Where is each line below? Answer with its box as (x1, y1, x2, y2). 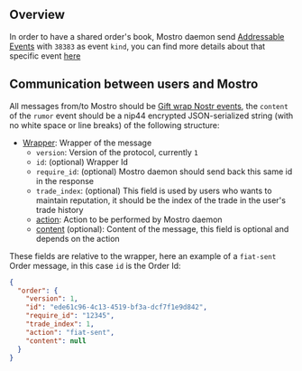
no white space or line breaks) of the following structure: (9, 119, 220, 130)
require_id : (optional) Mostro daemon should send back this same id (35, 166, 293, 177)
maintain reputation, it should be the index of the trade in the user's (35, 194, 287, 206)
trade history (35, 204, 84, 215)
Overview (9, 7, 66, 23)
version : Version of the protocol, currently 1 (35, 146, 198, 157)
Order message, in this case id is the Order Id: (9, 260, 182, 271)
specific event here (9, 50, 81, 61)
